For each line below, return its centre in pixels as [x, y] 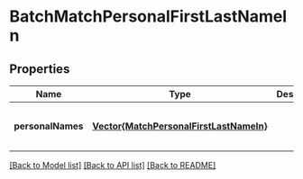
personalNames [49, 126]
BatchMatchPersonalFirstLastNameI [148, 17]
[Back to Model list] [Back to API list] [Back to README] [113, 165]
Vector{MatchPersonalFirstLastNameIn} [180, 126]
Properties [40, 69]
